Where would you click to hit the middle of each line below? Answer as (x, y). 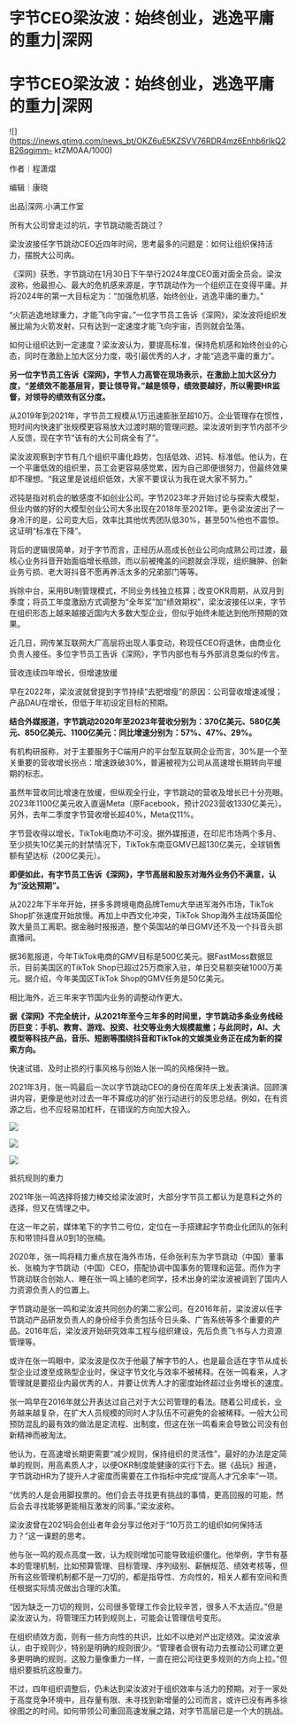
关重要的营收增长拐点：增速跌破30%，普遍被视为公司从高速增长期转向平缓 (146, 762)
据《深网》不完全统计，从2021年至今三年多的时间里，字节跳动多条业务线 (142, 1017)
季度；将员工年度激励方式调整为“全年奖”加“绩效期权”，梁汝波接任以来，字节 (148, 602)
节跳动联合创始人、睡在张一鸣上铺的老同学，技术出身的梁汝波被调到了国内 (145, 1279)
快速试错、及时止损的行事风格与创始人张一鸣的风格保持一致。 (122, 1068)
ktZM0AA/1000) (84, 151)
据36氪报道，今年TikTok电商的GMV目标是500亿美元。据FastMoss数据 (137, 956)
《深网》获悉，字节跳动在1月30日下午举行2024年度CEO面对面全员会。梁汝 (146, 274)
